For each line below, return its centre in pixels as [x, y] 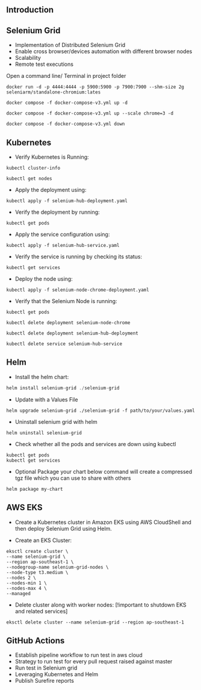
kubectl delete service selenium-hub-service [64, 344]
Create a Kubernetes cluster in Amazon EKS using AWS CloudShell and [103, 522]
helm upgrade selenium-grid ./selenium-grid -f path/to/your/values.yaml [101, 410]
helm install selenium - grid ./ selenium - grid [63, 388]
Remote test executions [44, 64]
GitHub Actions [36, 640]
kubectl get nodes [29, 179]
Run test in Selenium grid [46, 668]
